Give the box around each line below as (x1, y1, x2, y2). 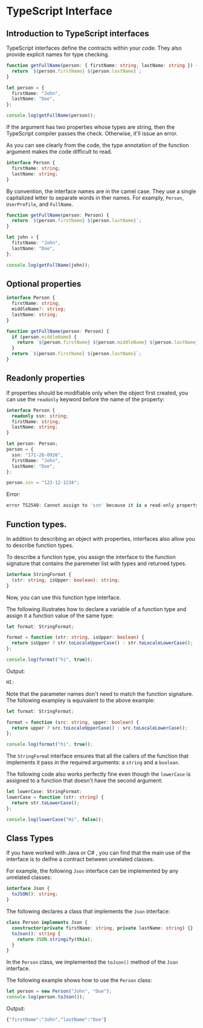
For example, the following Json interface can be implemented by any (6, 867, 179, 875)
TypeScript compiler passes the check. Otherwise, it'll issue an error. (6, 130, 178, 137)
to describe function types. (6, 542, 74, 549)
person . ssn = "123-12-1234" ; (6, 480, 80, 486)
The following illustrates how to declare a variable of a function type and (6, 605, 187, 612)
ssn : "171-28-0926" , (11, 452, 63, 458)
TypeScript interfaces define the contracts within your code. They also (6, 44, 182, 51)
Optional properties (6, 278, 82, 289)
